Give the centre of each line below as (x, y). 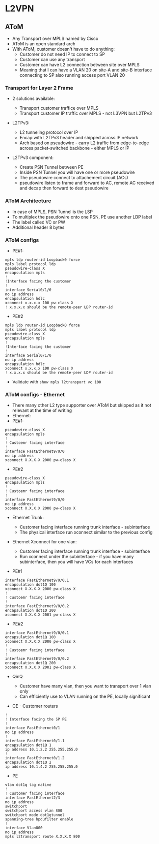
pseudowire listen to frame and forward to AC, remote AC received (87, 183)
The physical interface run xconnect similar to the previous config (86, 532)
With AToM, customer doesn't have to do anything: (64, 49)
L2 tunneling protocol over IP (49, 132)
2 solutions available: (33, 98)
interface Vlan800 (24, 828)
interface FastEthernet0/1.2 (35, 758)
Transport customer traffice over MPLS (59, 108)
